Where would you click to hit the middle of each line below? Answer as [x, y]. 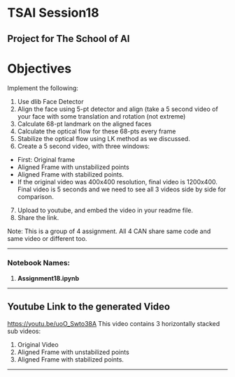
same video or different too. [47, 238]
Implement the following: [43, 88]
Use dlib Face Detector [50, 101]
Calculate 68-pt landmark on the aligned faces [84, 124]
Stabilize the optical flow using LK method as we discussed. [104, 138]
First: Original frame [46, 159]
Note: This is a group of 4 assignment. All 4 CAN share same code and [109, 231]
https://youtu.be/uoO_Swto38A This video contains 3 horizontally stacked [114, 323]
